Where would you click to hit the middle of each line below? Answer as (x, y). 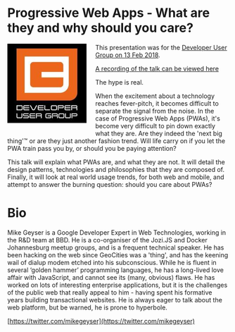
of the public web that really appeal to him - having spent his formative (110, 292)
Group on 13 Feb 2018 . (128, 55)
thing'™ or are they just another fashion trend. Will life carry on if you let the (116, 141)
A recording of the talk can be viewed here (157, 68)
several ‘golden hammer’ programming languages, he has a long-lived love (115, 270)
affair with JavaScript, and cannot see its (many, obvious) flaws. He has (111, 277)
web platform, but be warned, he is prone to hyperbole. (87, 307)
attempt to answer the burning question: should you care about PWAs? (110, 184)
